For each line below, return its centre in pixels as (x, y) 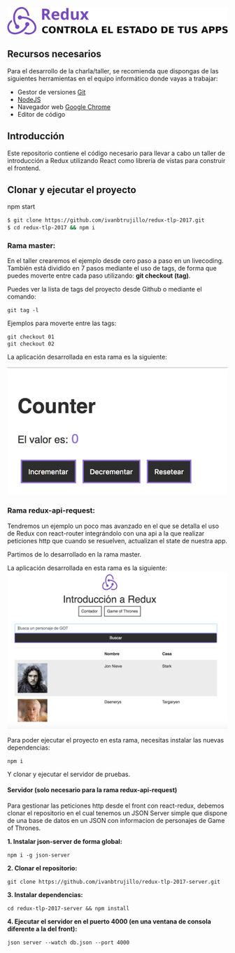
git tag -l (23, 310)
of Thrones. (24, 828)
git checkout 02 (31, 344)
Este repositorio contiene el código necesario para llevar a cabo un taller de (116, 153)
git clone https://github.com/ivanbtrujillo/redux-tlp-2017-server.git (114, 882)
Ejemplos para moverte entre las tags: (62, 323)
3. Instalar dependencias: (45, 895)
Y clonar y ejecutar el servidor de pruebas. (69, 774)
